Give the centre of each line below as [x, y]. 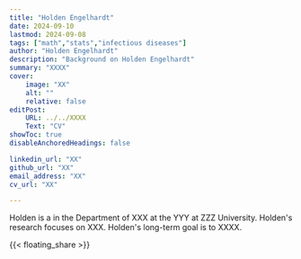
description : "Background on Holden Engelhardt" [102, 59]
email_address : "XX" [48, 176]
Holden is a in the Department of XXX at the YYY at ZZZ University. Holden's [151, 218]
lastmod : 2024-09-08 [48, 34]
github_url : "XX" [42, 167]
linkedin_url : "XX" [46, 159]
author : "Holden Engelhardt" [64, 51]
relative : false [56, 101]
